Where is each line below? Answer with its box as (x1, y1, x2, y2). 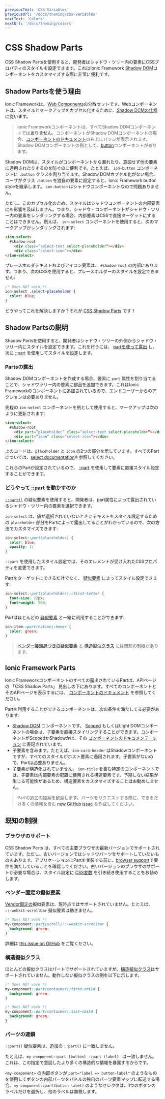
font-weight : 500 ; (9, 600, 48, 605)
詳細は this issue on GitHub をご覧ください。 (5, 941, 96, 946)
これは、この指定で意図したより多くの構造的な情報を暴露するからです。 (5, 1060, 151, 1066)
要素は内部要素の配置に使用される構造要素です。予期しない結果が (25, 772, 159, 778)
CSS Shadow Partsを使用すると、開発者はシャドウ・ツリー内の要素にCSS (5, 59, 155, 65)
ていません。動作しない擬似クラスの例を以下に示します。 (26, 972, 142, 978)
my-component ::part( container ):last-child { (5, 1009, 98, 1014)
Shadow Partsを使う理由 (5, 87, 81, 95)
